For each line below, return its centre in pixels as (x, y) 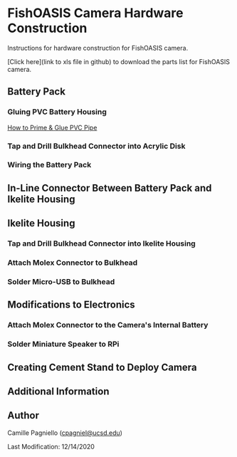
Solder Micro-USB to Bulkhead (61, 282)
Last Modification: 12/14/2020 (51, 446)
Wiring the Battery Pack (49, 165)
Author (23, 415)
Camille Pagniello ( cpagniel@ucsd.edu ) (65, 433)
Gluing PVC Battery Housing (57, 112)
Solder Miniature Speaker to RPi (63, 345)
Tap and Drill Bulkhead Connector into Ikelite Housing (101, 243)
